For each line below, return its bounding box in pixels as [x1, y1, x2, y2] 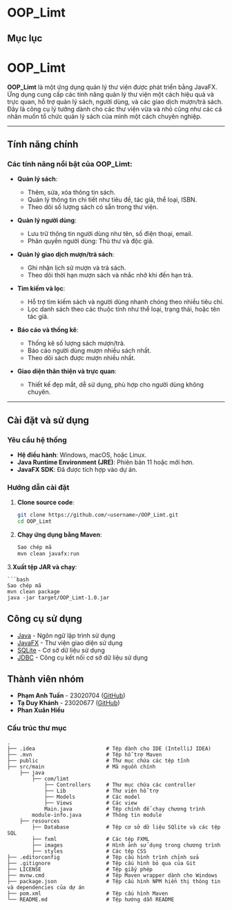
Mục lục [7, 32, 43, 44]
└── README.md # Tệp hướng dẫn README [7, 896, 175, 903]
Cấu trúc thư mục [7, 723, 67, 733]
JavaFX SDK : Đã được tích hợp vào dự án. [17, 465, 138, 473]
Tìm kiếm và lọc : [17, 284, 66, 293]
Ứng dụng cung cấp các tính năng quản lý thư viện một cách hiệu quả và [7, 90, 214, 98]
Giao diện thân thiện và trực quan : [17, 367, 117, 375]
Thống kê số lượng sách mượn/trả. [27, 339, 126, 348]
